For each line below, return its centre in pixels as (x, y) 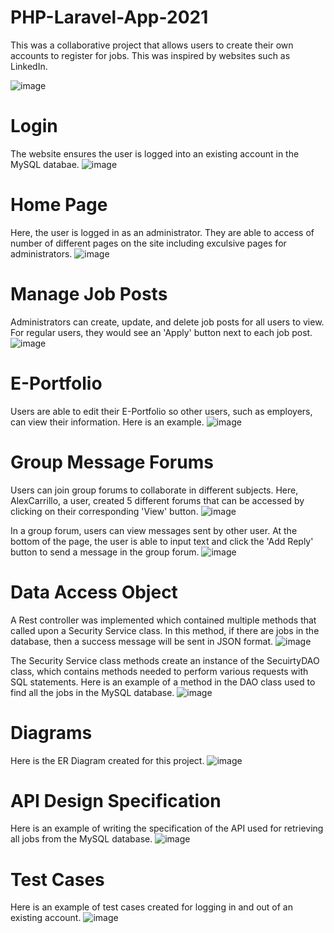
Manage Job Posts (89, 294)
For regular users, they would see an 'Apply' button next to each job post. (161, 332)
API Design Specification (116, 800)
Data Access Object (94, 592)
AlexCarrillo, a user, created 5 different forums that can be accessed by (157, 500)
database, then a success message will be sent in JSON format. (142, 641)
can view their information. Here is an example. (107, 422)
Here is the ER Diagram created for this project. (107, 760)
